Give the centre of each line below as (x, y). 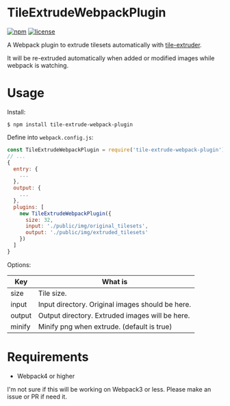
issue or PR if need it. (37, 396)
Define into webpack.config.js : (50, 137)
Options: (19, 264)
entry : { (26, 169)
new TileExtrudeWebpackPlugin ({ (65, 214)
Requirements (48, 357)
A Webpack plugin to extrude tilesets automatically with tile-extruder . (104, 45)
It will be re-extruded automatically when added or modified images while (111, 58)
